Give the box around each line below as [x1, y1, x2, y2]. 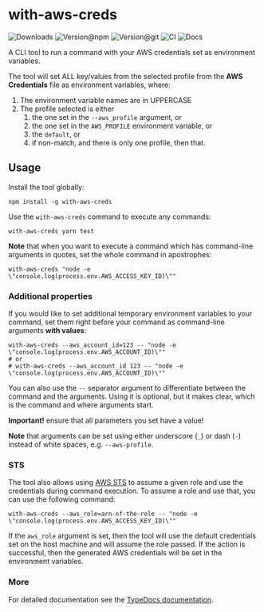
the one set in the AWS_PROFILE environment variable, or [31, 121, 213, 130]
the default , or [31, 129, 81, 139]
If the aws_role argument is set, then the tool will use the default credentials [8, 531, 257, 541]
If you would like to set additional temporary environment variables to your [8, 309, 253, 319]
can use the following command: [8, 495, 116, 504]
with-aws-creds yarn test [8, 227, 94, 235]
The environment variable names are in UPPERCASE [19, 95, 192, 105]
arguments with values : [8, 326, 87, 336]
